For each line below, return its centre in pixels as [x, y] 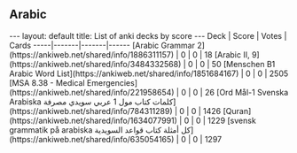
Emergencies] [112, 82]
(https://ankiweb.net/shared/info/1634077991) [93, 120]
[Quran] [237, 111]
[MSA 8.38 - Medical [47, 82]
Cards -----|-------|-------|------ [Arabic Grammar [102, 45]
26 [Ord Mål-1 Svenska [246, 92]
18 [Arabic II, [227, 54]
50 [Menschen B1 [243, 64]
